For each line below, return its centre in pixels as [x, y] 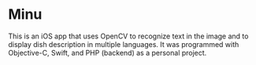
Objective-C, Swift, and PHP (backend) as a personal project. [108, 52]
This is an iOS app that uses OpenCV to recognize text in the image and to [128, 36]
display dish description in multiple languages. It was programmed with [124, 44]
